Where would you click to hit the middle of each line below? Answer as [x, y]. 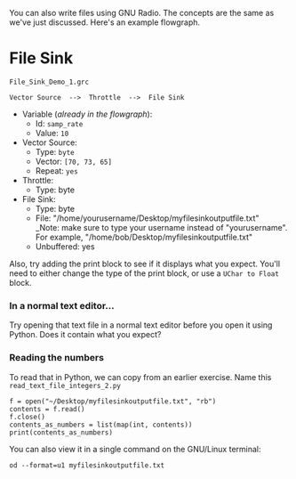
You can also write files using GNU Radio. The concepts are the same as [142, 13]
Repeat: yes [56, 170]
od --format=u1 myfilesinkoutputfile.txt [87, 465]
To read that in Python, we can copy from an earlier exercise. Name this [140, 377]
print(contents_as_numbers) [61, 432]
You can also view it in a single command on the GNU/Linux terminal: [135, 449]
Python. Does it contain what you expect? [85, 335]
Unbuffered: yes [65, 246]
